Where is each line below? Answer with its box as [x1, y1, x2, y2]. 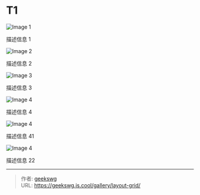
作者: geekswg [20, 175, 57, 182]
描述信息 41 [6, 132, 35, 140]
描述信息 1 [6, 35, 31, 42]
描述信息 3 [6, 84, 32, 91]
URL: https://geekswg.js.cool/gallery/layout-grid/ [20, 181, 141, 188]
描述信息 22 [6, 156, 36, 164]
